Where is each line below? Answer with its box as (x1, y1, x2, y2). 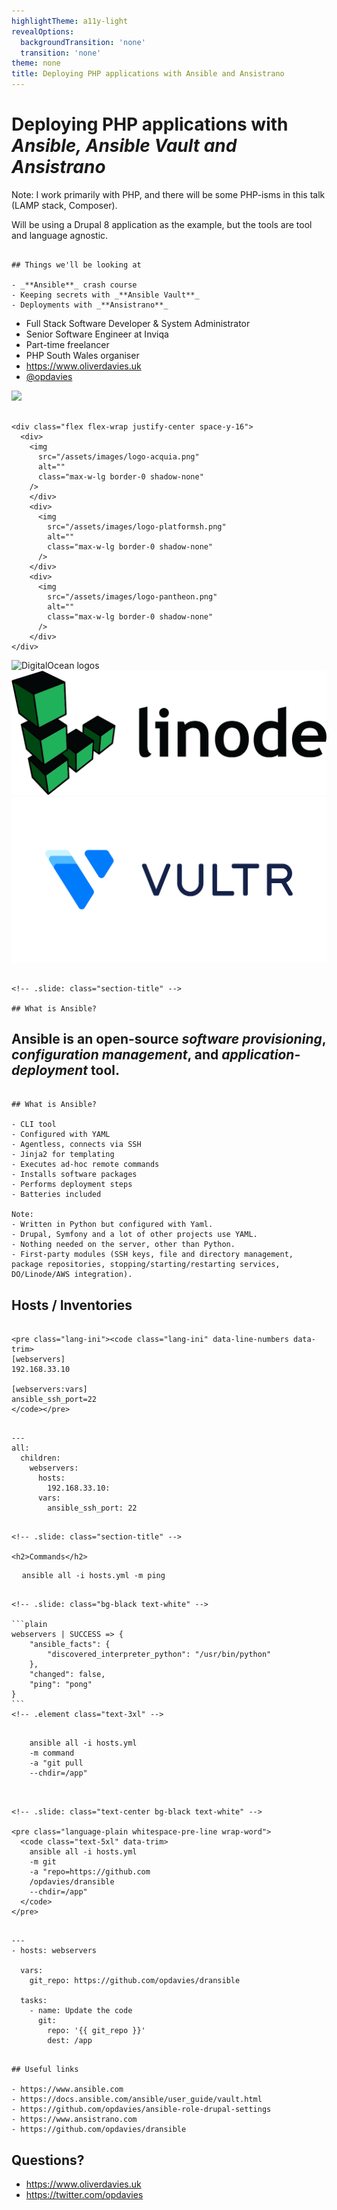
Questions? (11, 2151, 85, 2169)
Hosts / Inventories (11, 1296, 133, 1314)
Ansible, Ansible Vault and (11, 135, 238, 157)
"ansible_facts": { (29, 1640, 111, 1650)
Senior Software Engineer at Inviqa (25, 328, 169, 340)
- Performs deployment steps (11, 1180, 133, 1190)
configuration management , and (11, 1046, 219, 1063)
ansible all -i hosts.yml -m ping (21, 1571, 166, 1581)
